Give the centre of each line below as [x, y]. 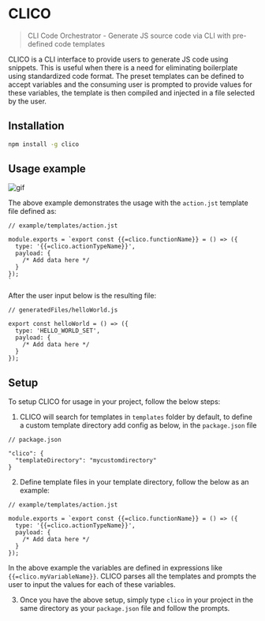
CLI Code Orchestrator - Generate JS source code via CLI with [129, 36]
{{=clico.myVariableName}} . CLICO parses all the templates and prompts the [132, 576]
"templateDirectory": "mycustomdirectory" [86, 461]
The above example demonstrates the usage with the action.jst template [128, 203]
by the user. [28, 101]
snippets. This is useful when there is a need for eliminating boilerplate [123, 67]
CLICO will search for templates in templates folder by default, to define [136, 417]
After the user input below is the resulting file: [82, 296]
